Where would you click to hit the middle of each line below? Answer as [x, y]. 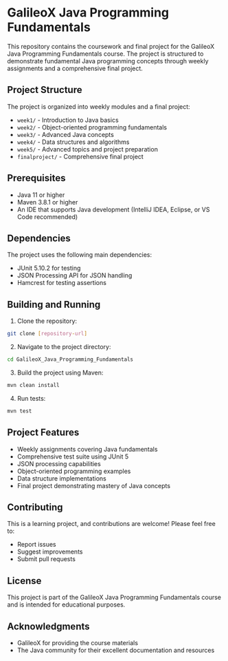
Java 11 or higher [41, 195]
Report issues [36, 545]
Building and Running [54, 304]
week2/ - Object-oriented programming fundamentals [92, 127]
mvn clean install [33, 385]
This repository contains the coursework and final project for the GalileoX [111, 46]
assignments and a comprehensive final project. [75, 68]
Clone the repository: [47, 321]
